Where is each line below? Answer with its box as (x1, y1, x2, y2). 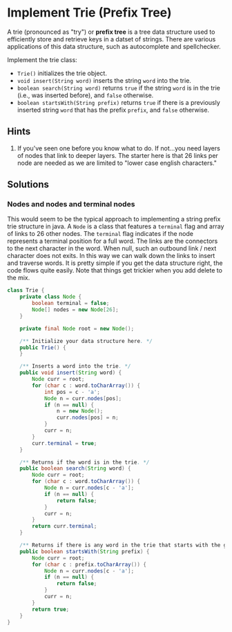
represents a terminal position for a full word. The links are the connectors (7, 237, 218, 246)
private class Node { (19, 293, 81, 301)
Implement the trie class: (7, 55, 77, 63)
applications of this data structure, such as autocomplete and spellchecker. (7, 42, 221, 50)
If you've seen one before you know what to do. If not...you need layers (17, 144, 221, 152)
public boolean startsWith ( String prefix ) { (19, 548, 150, 555)
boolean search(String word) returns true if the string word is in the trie (17, 83, 221, 92)
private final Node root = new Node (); (19, 325, 135, 332)
